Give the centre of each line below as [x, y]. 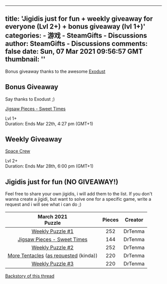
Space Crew [18, 151]
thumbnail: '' [25, 60]
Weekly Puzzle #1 [52, 231]
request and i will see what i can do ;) [43, 204]
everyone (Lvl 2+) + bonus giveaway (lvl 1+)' [75, 27]
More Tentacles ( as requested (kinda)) [53, 256]
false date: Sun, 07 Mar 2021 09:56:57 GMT [74, 52]
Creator [134, 220]
